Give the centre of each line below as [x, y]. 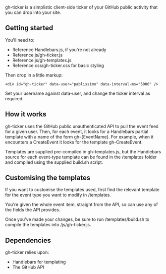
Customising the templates [48, 178]
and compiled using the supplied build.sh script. [54, 162]
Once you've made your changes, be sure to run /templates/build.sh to [77, 219]
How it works [26, 114]
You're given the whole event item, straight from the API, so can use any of [82, 205]
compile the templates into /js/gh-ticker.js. [48, 225]
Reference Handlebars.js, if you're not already [59, 50]
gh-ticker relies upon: [27, 252]
